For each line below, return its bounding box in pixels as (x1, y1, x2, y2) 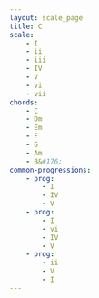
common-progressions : (9, 165, 92, 174)
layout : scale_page (9, 13, 84, 23)
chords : (9, 97, 39, 107)
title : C (9, 22, 43, 31)
